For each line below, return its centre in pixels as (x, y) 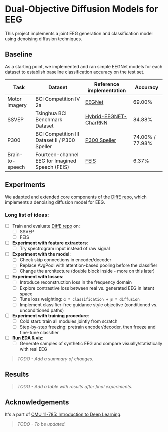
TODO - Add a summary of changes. (55, 359)
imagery (17, 105)
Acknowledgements (37, 403)
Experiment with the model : (42, 254)
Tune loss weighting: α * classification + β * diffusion (80, 299)
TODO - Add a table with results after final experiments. (75, 386)
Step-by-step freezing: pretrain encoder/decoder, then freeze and (88, 327)
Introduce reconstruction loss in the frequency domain (76, 282)
